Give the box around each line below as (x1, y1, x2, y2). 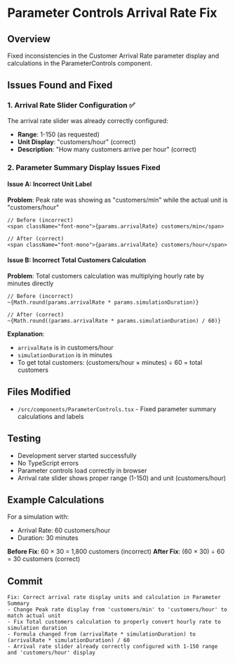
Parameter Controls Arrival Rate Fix (7, 5, 217, 21)
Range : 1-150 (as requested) (17, 130, 100, 139)
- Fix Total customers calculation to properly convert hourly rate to (7, 619, 221, 626)
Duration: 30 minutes (17, 534, 79, 542)
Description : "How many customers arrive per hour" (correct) (17, 145, 197, 153)
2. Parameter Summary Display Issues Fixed (7, 162, 161, 172)
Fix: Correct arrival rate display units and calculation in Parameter (7, 594, 221, 601)
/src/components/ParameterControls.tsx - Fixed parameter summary (17, 404, 216, 413)
